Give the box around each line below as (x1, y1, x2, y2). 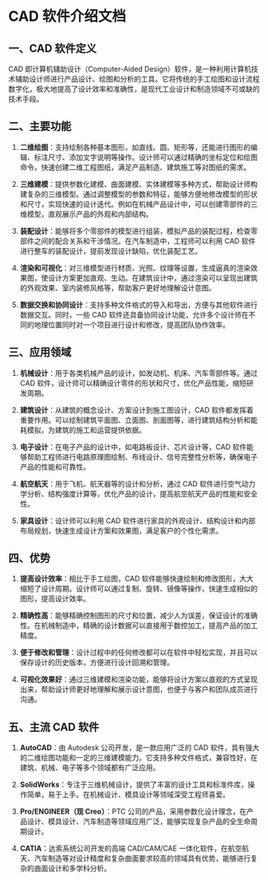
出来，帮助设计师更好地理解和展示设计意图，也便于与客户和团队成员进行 (19, 685, 258, 694)
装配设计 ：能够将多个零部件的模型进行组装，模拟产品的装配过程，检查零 (19, 226, 258, 235)
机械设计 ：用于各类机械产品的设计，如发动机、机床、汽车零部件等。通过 (19, 368, 258, 377)
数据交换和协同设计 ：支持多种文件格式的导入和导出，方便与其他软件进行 (19, 300, 258, 310)
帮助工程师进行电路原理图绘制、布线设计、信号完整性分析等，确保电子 (26, 452, 258, 461)
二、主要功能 (8, 120, 72, 133)
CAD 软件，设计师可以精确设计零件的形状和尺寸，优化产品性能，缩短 (19, 378, 247, 388)
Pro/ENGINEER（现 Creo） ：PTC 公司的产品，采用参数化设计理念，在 (19, 807, 247, 816)
